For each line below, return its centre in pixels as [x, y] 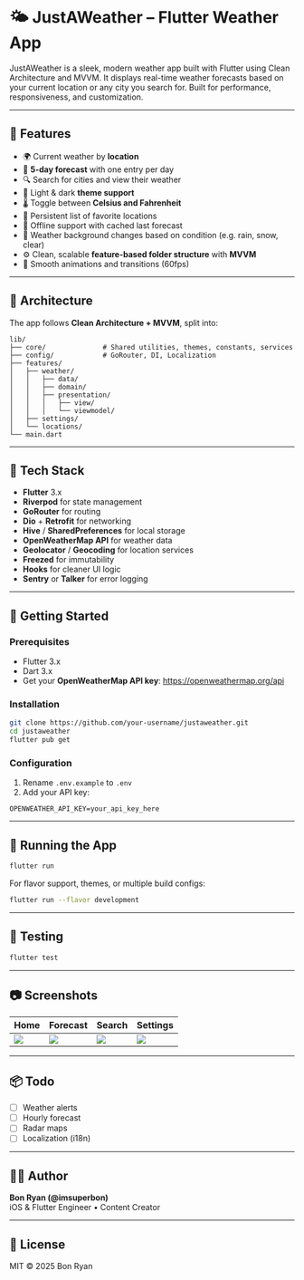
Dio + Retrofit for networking [77, 521]
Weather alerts [50, 1108]
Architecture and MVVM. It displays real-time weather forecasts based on [147, 77]
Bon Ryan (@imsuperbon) [59, 1198]
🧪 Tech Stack [47, 471]
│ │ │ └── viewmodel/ [62, 410]
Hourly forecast [52, 1118]
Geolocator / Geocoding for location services [108, 550]
